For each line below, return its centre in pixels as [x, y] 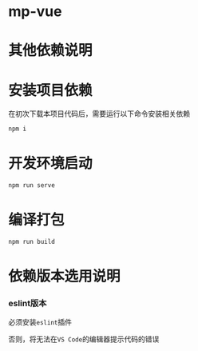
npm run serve [32, 185]
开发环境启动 [51, 164]
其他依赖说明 [51, 51]
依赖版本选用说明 [65, 276]
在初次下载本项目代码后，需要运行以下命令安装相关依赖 [99, 114]
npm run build [32, 241]
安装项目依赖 [51, 90]
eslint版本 [28, 303]
